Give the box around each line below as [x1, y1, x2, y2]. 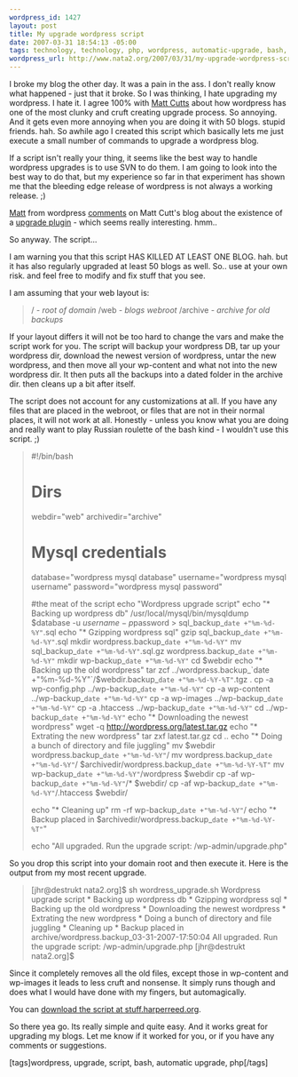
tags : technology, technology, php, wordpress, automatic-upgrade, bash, [9, 46, 288, 55]
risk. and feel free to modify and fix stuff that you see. [9, 270, 206, 281]
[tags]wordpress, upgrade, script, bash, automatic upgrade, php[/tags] [9, 1057, 269, 1067]
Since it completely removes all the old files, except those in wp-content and [9, 968, 289, 978]
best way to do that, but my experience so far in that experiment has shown [9, 172, 286, 182]
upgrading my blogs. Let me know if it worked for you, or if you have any [9, 1030, 275, 1041]
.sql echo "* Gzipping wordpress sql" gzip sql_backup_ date [43, 626, 260, 637]
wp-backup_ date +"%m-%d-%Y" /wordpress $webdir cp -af [30, 768, 239, 778]
